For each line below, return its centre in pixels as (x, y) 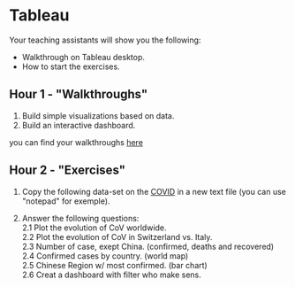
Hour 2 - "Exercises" (68, 171)
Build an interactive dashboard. (79, 125)
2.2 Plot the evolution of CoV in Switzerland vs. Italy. (117, 237)
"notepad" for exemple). (66, 201)
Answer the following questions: (80, 218)
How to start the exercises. (71, 66)
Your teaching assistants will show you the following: (105, 40)
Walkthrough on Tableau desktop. (83, 57)
